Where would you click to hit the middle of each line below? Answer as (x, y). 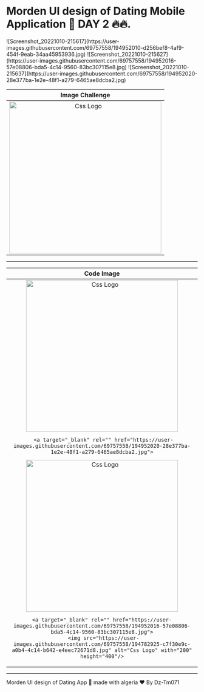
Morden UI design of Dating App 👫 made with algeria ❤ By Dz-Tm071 (93, 682)
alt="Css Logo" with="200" (153, 650)
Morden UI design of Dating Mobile (96, 11)
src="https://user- (111, 638)
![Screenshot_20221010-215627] (127, 54)
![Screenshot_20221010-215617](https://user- (63, 41)
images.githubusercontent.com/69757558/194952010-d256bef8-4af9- (95, 47)
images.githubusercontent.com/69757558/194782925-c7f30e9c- (102, 644)
